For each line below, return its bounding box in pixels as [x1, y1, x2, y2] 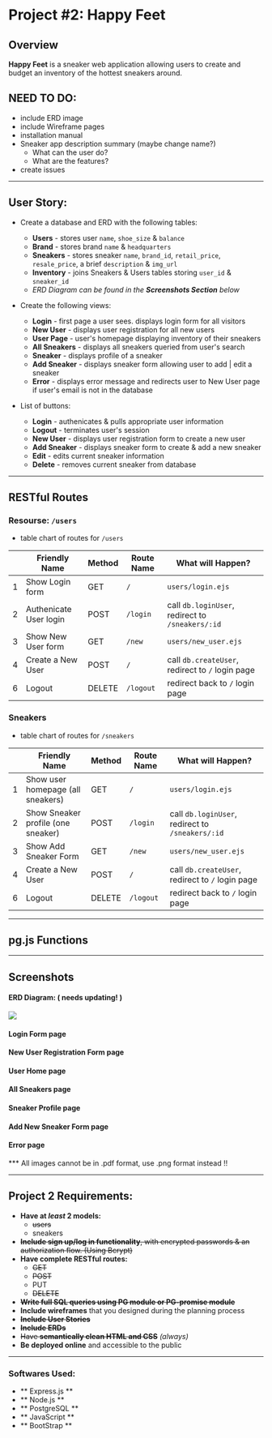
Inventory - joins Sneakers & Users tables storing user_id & [32, 267, 232, 277]
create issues [19, 165, 66, 174]
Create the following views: [19, 300, 112, 310]
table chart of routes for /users [19, 533, 124, 543]
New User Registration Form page [8, 1047, 125, 1057]
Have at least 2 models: [19, 1210, 101, 1221]
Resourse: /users [8, 515, 77, 526]
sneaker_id [32, 277, 70, 285]
